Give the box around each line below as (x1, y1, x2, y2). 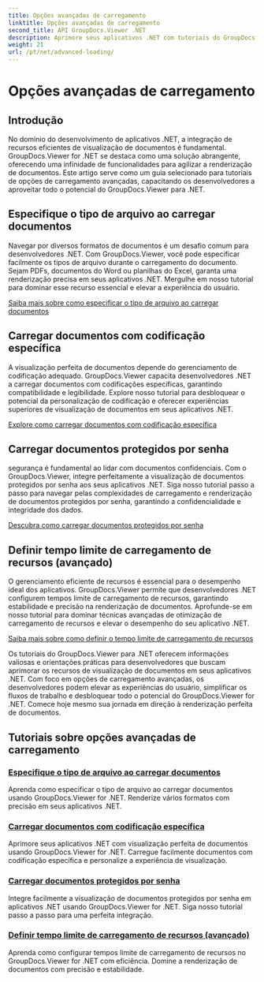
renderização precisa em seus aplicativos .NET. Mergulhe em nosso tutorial (8, 274, 254, 284)
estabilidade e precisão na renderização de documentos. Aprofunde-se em (8, 602, 253, 611)
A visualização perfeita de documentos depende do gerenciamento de (8, 362, 237, 372)
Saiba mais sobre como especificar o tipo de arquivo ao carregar (8, 297, 219, 308)
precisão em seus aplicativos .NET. (8, 801, 122, 811)
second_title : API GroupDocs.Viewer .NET (8, 26, 147, 34)
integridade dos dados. (8, 506, 84, 515)
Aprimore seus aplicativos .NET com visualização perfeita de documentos (8, 839, 248, 849)
